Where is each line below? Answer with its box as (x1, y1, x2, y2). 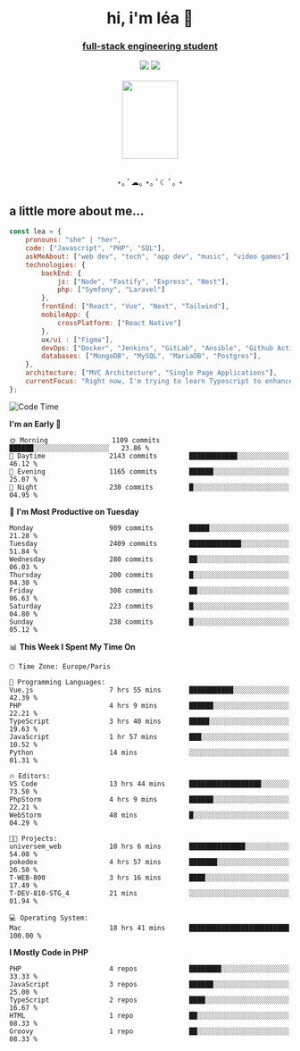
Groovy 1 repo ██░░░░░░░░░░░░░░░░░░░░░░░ (9, 1027, 290, 1036)
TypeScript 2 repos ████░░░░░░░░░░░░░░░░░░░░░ (9, 996, 290, 1005)
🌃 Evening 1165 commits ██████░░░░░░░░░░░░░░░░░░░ (9, 467, 290, 476)
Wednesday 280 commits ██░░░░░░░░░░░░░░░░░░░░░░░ (9, 554, 290, 564)
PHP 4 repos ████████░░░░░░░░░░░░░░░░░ (9, 964, 290, 973)
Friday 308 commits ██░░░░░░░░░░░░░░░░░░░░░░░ (9, 585, 290, 595)
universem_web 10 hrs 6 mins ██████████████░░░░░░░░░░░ (9, 842, 290, 851)
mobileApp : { (41, 310, 90, 320)
